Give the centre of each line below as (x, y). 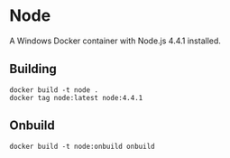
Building (33, 69)
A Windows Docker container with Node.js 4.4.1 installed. (115, 41)
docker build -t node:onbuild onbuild (82, 146)
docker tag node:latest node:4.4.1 (76, 98)
